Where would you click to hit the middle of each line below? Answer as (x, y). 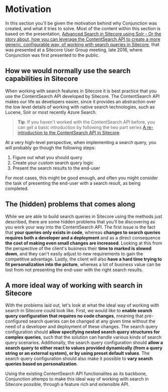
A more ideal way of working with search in (74, 285)
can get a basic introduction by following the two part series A (82, 127)
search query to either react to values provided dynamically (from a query (84, 348)
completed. (17, 188)
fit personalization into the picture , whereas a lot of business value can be (83, 264)
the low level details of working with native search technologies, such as (80, 107)
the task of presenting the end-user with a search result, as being (73, 183)
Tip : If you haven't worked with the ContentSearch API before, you (86, 122)
